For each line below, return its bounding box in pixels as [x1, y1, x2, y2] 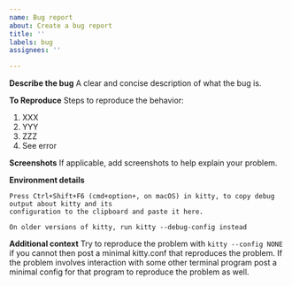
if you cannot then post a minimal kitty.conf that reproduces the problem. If [9, 248, 283, 259]
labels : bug [9, 37, 53, 47]
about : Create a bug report [9, 21, 113, 30]
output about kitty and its [9, 200, 113, 209]
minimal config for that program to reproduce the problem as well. [9, 267, 250, 277]
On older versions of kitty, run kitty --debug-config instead [9, 223, 248, 232]
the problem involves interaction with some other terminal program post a [9, 258, 277, 268]
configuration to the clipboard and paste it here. [9, 207, 204, 217]
